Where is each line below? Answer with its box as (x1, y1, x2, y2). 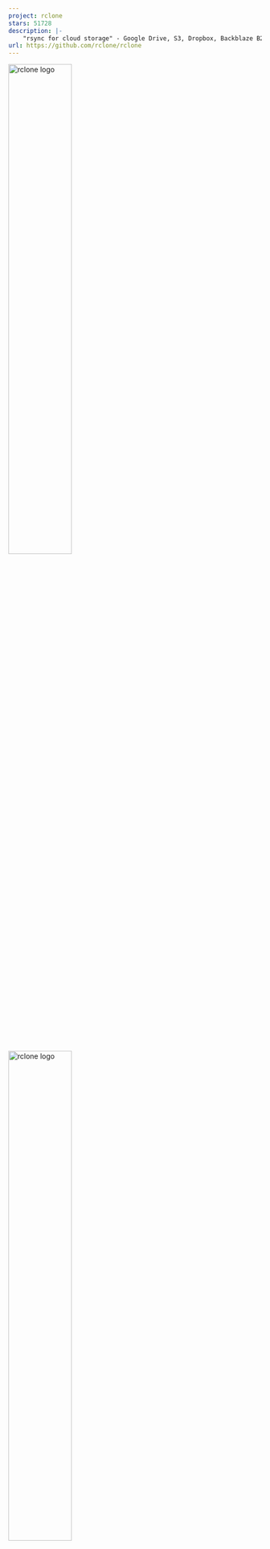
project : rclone (8, 11, 63, 20)
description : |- (8, 27, 63, 35)
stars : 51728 (8, 19, 52, 27)
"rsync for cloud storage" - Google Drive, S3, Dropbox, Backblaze (22, 34, 253, 43)
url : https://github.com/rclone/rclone (8, 42, 142, 50)
